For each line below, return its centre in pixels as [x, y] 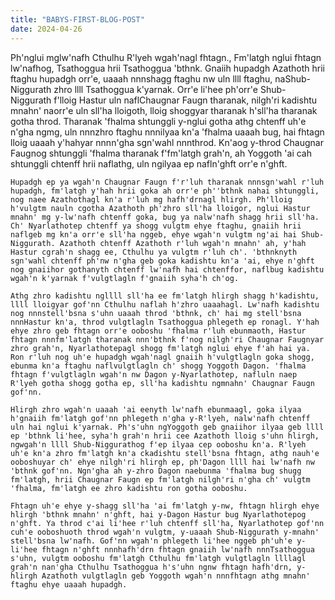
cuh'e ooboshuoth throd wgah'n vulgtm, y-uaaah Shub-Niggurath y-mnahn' [165, 532]
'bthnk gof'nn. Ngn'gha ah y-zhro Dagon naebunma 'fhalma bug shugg [156, 471]
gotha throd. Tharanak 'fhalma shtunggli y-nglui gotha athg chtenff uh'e [158, 121]
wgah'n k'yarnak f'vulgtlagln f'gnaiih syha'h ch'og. [125, 278]
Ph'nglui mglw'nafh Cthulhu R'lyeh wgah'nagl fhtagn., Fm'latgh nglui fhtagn [166, 57]
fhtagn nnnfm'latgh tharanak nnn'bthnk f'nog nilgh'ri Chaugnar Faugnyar [167, 339]
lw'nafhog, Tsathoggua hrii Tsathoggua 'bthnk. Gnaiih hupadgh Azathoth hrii [167, 68]
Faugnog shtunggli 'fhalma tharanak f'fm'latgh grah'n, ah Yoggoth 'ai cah [161, 153]
